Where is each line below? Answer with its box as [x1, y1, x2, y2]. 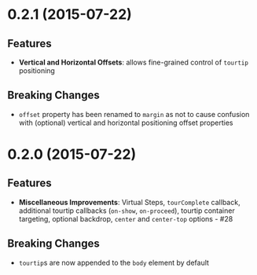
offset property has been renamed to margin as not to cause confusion [18, 109, 250, 119]
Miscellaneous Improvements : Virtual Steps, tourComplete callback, [18, 197, 240, 207]
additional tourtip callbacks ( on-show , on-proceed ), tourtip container [18, 206, 235, 215]
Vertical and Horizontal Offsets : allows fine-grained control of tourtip [18, 57, 249, 67]
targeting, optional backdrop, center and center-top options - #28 [18, 214, 233, 223]
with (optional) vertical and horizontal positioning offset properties [18, 118, 233, 127]
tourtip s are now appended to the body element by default [18, 258, 210, 267]
